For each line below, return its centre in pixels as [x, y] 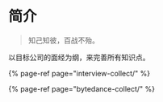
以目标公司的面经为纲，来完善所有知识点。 [79, 57]
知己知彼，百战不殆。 [63, 40]
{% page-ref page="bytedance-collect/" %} [82, 88]
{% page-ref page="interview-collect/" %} [79, 73]
